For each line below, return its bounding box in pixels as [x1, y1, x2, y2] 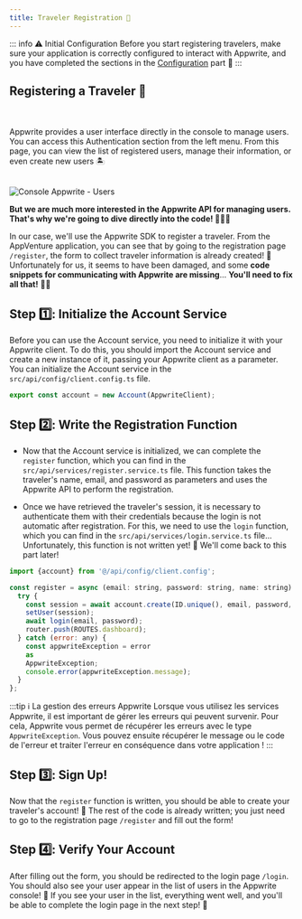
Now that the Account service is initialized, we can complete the [22, 445, 261, 456]
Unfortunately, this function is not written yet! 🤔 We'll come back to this [22, 539, 287, 550]
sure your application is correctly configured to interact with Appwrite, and [9, 47, 287, 59]
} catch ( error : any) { [17, 633, 106, 642]
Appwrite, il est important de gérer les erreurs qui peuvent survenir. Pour [9, 711, 279, 722]
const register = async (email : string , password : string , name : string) [9, 583, 293, 592]
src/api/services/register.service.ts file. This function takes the [22, 464, 272, 475]
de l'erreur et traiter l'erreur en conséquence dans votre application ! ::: [9, 740, 273, 751]
